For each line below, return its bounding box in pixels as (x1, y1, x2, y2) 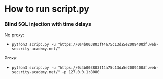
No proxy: (4, 32, 25, 38)
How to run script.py (4, 3, 90, 15)
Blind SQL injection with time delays (4, 21, 91, 28)
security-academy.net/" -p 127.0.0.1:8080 (11, 70, 100, 75)
